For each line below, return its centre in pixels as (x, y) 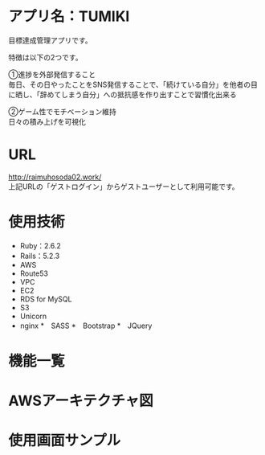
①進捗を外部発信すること (52, 74)
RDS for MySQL (46, 299)
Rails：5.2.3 (40, 256)
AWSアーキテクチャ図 (81, 401)
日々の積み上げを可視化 (47, 121)
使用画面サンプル (65, 441)
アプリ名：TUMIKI (69, 16)
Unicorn (33, 316)
